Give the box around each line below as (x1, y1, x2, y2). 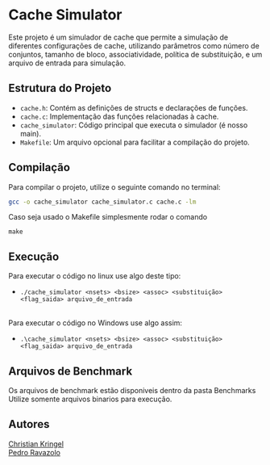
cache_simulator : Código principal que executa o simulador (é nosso (19, 119, 248, 130)
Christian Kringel (8, 438, 64, 449)
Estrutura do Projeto (8, 82, 112, 95)
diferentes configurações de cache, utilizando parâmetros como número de (8, 40, 260, 50)
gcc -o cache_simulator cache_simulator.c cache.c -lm (8, 198, 197, 206)
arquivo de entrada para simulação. (8, 58, 127, 68)
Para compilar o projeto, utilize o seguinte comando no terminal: (8, 182, 221, 191)
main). (19, 128, 42, 138)
